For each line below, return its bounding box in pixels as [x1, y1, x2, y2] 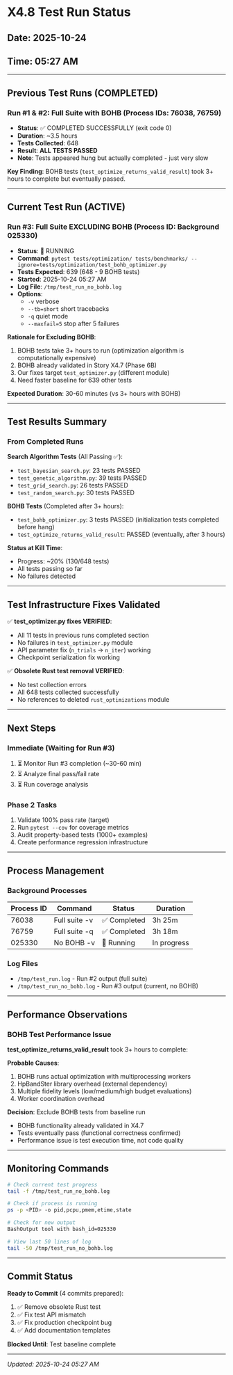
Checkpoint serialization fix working [17, 653, 120, 661]
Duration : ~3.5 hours [17, 131, 78, 140]
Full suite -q [53, 926, 94, 936]
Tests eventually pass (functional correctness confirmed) [17, 1128, 181, 1137]
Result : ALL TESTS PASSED [17, 147, 98, 155]
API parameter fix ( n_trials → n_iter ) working [17, 646, 151, 654]
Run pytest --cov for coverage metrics [17, 823, 130, 832]
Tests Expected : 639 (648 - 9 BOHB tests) [17, 267, 140, 275]
